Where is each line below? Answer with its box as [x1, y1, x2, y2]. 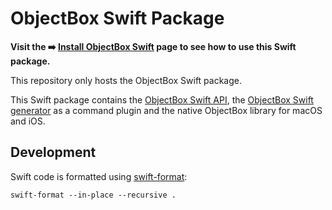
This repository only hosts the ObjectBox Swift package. [10, 74, 243, 86]
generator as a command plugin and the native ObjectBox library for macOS [10, 104, 323, 116]
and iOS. [10, 115, 46, 127]
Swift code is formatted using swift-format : [10, 170, 188, 182]
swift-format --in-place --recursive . [10, 190, 177, 200]
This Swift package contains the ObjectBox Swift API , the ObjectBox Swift [10, 93, 314, 106]
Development [10, 144, 97, 161]
